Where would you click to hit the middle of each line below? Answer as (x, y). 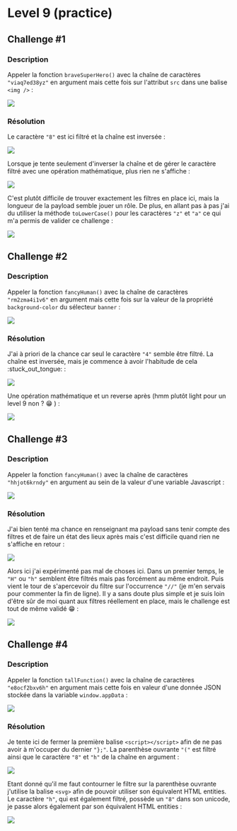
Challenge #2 (37, 256)
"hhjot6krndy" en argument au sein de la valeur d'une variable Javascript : (116, 482)
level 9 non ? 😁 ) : (34, 403)
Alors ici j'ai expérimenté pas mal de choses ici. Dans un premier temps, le (116, 571)
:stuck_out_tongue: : (37, 369)
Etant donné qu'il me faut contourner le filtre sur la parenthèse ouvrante (112, 784)
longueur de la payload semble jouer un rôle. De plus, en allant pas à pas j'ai (118, 206)
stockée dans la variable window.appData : (68, 694)
